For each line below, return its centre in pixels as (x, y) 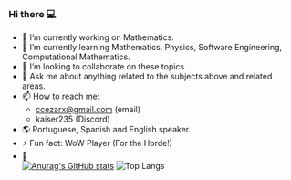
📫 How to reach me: (61, 96)
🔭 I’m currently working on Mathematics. (98, 37)
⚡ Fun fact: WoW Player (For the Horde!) (97, 143)
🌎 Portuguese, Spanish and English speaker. (106, 130)
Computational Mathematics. (76, 57)
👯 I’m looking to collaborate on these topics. (104, 67)
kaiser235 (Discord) (73, 119)
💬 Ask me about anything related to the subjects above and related (147, 77)
